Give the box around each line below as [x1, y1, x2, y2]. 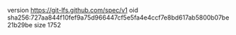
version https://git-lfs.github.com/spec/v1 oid [7, 6, 139, 14]
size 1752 [34, 21, 61, 29]
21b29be [7, 21, 33, 29]
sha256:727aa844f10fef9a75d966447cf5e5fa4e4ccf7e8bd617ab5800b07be [7, 13, 230, 22]
